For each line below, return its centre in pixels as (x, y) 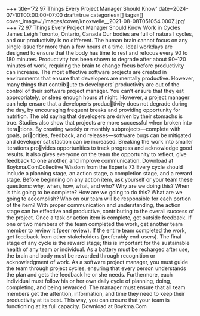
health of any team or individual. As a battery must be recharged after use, (98, 249)
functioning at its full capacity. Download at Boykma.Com (77, 306)
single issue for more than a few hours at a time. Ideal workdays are (90, 47)
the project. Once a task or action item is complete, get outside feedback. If (99, 218)
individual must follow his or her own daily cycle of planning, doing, (89, 281)
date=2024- (174, 9)
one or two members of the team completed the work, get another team (95, 224)
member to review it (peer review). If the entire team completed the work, (96, 230)
